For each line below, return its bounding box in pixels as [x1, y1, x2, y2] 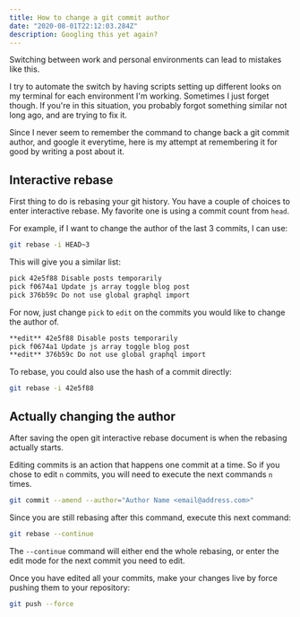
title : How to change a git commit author [9, 13, 170, 22]
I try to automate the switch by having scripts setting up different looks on [9, 82, 282, 92]
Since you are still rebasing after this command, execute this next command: [9, 512, 291, 523]
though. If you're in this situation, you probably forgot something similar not [9, 100, 287, 111]
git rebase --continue [9, 529, 94, 538]
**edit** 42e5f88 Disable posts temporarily [9, 334, 178, 343]
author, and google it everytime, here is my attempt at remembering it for [9, 136, 278, 148]
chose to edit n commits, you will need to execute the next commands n [9, 469, 273, 480]
